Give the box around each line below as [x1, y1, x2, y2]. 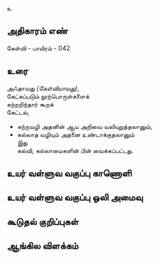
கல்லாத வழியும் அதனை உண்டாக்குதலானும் [16, 130, 135, 139]
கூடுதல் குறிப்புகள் [6, 215, 79, 228]
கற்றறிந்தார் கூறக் [6, 100, 54, 108]
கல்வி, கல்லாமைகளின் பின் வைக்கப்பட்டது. [16, 146, 134, 155]
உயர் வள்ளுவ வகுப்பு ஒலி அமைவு [6, 192, 143, 204]
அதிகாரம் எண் [6, 25, 68, 37]
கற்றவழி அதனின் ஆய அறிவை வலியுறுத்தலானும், [16, 122, 153, 130]
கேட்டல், [6, 108, 30, 116]
